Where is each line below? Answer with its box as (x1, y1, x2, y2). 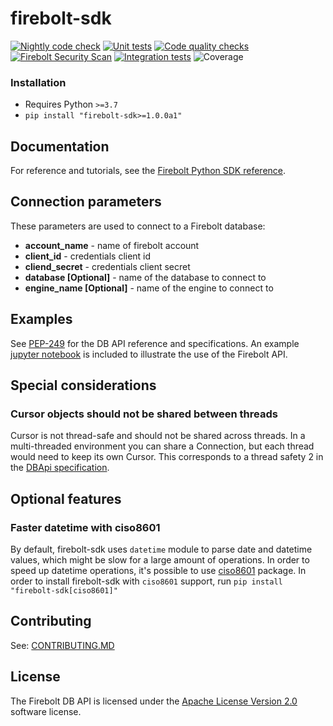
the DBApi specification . (10, 462, 110, 474)
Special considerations (10, 377, 157, 394)
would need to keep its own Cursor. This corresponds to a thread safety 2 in (10, 451, 324, 463)
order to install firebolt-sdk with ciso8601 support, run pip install (10, 575, 283, 587)
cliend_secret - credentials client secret (24, 260, 191, 272)
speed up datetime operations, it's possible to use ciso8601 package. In (10, 565, 307, 577)
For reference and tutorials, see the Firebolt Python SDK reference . (10, 165, 287, 177)
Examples (10, 311, 73, 328)
